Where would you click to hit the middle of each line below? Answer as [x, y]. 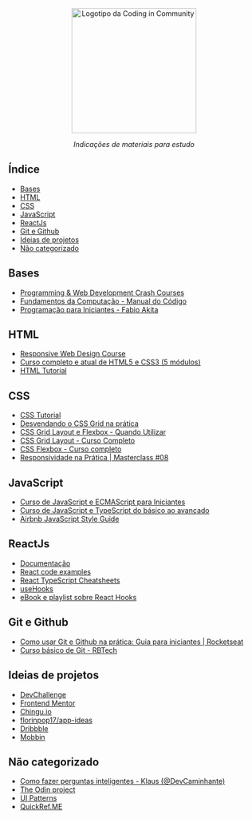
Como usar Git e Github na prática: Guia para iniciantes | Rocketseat [132, 642]
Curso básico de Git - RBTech [69, 650]
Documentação [45, 563]
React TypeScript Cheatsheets [70, 580]
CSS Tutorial [40, 415]
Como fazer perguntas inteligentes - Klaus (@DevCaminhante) [122, 781]
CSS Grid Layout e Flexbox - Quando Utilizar [93, 432]
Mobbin [32, 737]
